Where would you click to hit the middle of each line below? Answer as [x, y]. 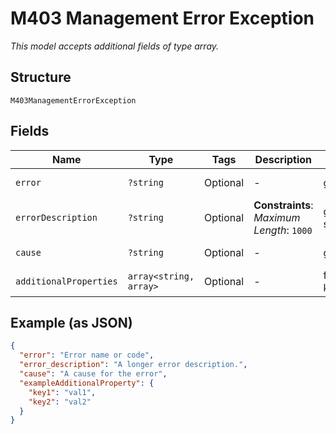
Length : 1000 [283, 230]
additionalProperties [66, 281]
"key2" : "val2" [60, 402]
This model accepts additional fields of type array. [115, 46]
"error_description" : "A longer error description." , [133, 365]
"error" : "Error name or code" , [87, 355]
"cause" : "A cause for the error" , [93, 374]
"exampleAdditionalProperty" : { [87, 383]
